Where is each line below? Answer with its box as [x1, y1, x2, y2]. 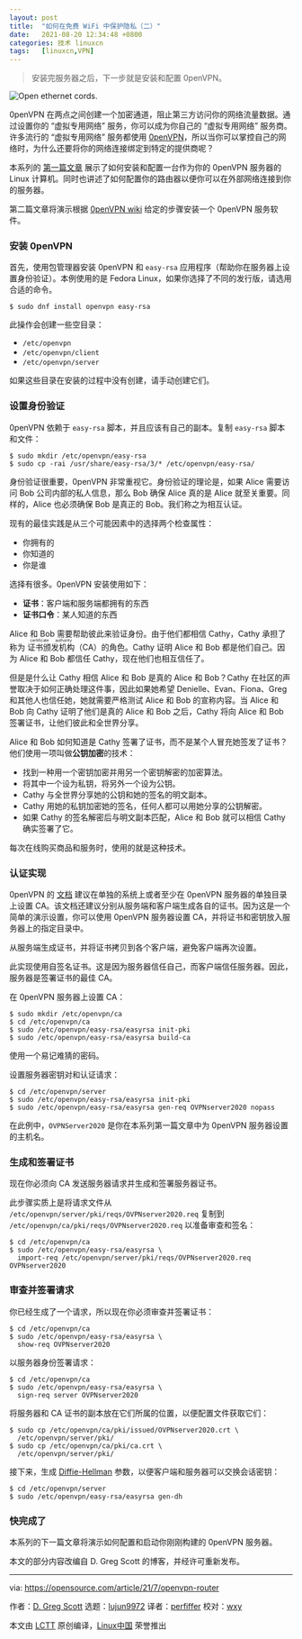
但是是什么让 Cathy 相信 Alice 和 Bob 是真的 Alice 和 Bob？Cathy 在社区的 [9, 672, 283, 683]
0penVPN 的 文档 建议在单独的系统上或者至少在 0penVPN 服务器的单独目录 [9, 889, 288, 900]
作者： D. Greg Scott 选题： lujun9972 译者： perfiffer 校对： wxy [9, 1600, 243, 1611]
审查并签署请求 [9, 1284, 75, 1297]
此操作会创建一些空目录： [9, 319, 104, 330]
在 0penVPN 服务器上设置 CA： [9, 992, 126, 1003]
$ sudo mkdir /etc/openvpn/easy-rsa [9, 451, 147, 460]
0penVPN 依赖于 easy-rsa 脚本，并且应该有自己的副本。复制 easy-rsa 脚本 [9, 422, 286, 433]
